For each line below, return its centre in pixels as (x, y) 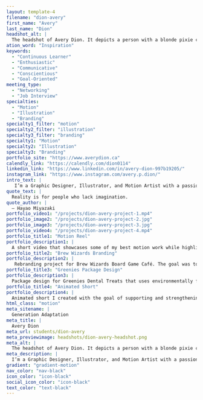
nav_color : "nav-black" (36, 371)
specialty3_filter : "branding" (46, 135)
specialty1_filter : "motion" (43, 124)
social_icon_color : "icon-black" (48, 382)
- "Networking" (31, 90)
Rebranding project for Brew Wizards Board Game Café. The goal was (102, 264)
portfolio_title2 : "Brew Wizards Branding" (62, 253)
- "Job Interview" (35, 96)
